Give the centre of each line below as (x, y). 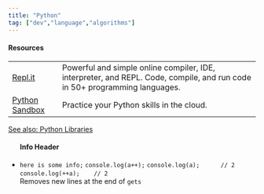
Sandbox (29, 109)
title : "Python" (35, 15)
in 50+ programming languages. (121, 87)
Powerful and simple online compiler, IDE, (139, 68)
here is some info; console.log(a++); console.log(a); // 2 (127, 165)
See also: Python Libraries (51, 129)
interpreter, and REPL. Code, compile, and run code (156, 77)
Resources (26, 48)
